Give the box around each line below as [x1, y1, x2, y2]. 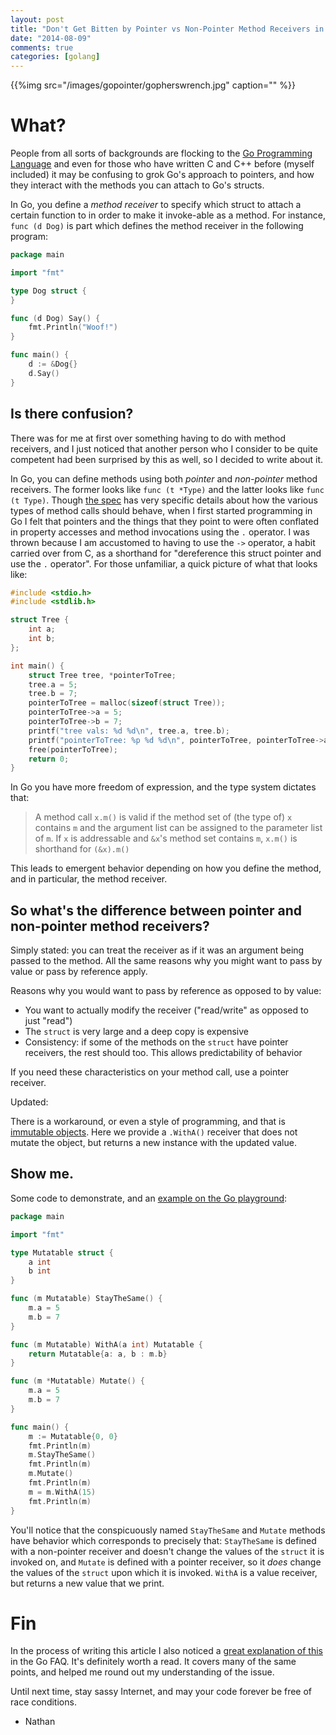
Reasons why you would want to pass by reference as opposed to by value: [10, 985, 322, 997]
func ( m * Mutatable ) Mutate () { [10, 1376, 145, 1386]
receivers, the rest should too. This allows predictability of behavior [24, 1047, 303, 1059]
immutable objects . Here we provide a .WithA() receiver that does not [10, 1126, 298, 1138]
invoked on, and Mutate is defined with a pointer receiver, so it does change [10, 1556, 322, 1568]
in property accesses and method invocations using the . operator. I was [10, 526, 310, 538]
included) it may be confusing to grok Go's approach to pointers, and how [10, 169, 315, 181]
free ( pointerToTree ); [28, 744, 118, 755]
